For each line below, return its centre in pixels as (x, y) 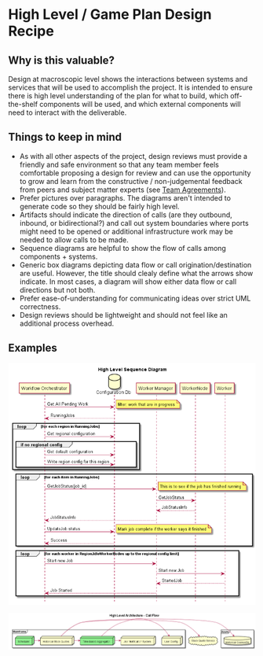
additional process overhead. (67, 323)
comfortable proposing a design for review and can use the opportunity (135, 173)
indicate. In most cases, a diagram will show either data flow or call (128, 282)
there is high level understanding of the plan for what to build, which (119, 96)
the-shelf (23, 104)
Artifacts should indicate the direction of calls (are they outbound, (126, 215)
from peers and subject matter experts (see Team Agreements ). (122, 190)
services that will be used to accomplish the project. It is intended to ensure (130, 87)
